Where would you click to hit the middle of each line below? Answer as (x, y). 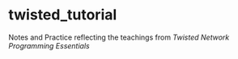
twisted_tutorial (63, 15)
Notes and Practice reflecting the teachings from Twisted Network (119, 37)
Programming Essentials (49, 45)
